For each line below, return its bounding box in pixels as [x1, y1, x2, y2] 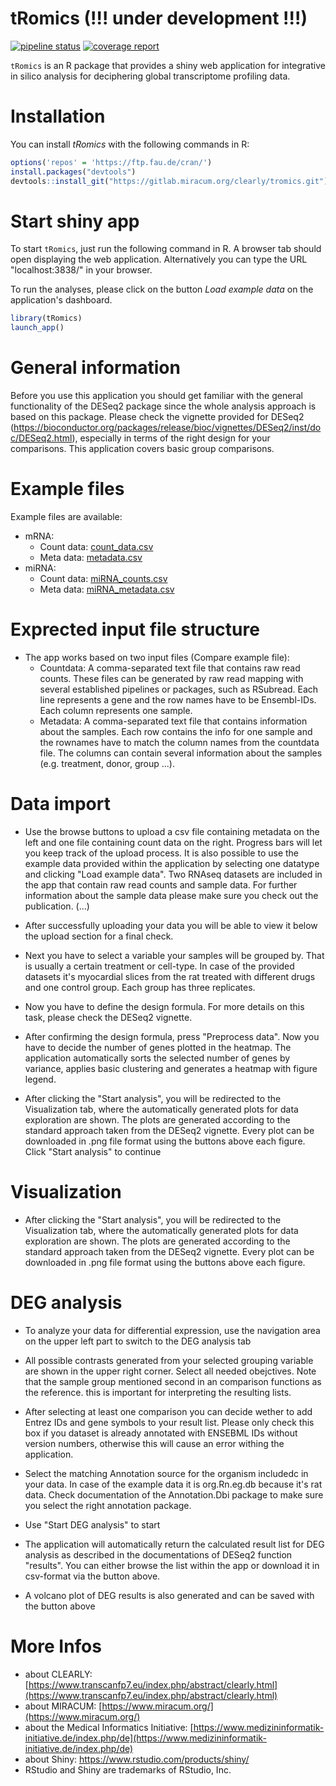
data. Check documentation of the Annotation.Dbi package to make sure [24, 1488, 324, 1501]
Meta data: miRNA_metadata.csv [39, 583, 175, 596]
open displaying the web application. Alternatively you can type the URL [10, 253, 308, 266]
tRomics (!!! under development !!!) [10, 7, 308, 30]
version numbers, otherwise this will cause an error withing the [24, 1437, 285, 1449]
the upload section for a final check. [24, 930, 174, 942]
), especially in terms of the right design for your [71, 432, 271, 444]
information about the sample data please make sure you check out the [24, 889, 319, 901]
